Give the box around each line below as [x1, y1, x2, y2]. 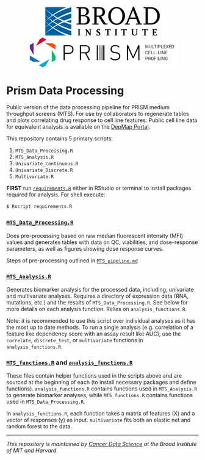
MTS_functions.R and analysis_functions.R [6, 358, 133, 367]
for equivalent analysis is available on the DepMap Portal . [6, 123, 151, 131]
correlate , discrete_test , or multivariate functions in [6, 336, 143, 343]
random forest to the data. [6, 423, 72, 430]
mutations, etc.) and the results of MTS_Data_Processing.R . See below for [6, 298, 188, 306]
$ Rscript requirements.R [6, 204, 72, 210]
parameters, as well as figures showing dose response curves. [6, 245, 164, 252]
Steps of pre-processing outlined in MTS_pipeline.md [6, 257, 138, 264]
